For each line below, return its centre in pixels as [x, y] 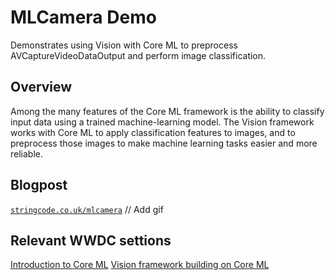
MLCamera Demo [83, 17]
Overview [41, 87]
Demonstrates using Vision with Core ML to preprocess [124, 45]
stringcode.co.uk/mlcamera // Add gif [87, 209]
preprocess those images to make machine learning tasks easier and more [164, 143]
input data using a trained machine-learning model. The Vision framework [162, 122]
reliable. [27, 153]
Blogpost [39, 185]
